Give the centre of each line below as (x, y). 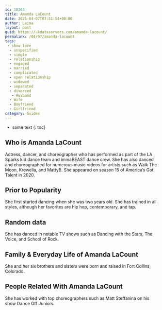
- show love (19, 46)
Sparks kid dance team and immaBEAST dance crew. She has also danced (80, 159)
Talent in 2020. (20, 175)
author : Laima (19, 23)
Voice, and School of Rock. (32, 239)
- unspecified (24, 50)
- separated (22, 86)
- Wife (16, 100)
